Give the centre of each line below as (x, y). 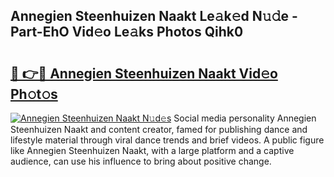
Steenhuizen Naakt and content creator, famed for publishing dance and (159, 129)
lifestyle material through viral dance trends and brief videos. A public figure (167, 140)
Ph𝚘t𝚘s (34, 94)
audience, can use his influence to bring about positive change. (141, 161)
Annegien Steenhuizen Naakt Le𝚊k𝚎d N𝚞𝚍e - (154, 16)
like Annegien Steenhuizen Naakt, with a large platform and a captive (152, 150)
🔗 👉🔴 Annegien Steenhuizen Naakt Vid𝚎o (144, 73)
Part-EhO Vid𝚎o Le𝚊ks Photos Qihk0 (127, 32)
